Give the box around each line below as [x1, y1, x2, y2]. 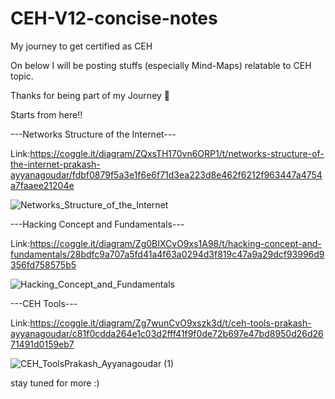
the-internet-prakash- [10, 158, 101, 170]
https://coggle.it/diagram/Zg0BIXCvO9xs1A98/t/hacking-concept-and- [29, 237, 322, 249]
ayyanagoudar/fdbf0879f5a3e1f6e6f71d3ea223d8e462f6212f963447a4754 [10, 168, 323, 181]
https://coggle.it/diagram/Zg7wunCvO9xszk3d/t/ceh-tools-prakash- [29, 317, 312, 329]
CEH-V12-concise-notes [10, 7, 218, 30]
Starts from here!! [10, 108, 83, 121]
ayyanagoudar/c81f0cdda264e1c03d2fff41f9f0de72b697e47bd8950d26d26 [10, 327, 324, 339]
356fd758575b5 [10, 258, 77, 271]
